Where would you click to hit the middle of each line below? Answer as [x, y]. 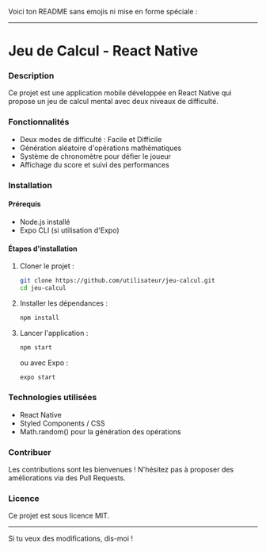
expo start [38, 377]
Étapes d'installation [43, 249]
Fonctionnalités [39, 122]
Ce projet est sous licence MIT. [59, 516]
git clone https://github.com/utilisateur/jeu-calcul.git [117, 281]
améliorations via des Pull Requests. [67, 478]
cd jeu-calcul [43, 288]
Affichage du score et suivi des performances [95, 164]
